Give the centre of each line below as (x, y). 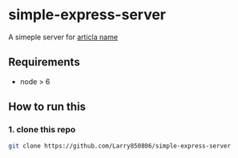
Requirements (44, 62)
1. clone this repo (42, 130)
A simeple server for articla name (63, 37)
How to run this (47, 107)
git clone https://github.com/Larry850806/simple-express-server (119, 146)
